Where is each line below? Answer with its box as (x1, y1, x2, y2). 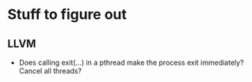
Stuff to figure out (7, 6, 128, 24)
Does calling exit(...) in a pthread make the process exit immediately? (18, 58, 244, 67)
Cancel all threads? (18, 66, 82, 76)
